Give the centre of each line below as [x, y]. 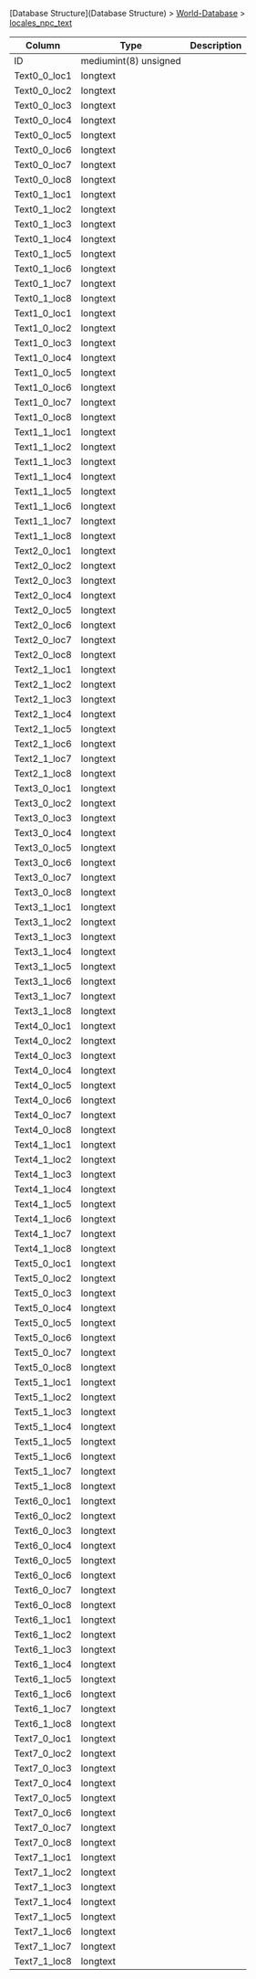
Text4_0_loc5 [43, 1085]
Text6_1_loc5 [43, 1679]
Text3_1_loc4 [43, 952]
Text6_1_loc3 [43, 1650]
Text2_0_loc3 [43, 581]
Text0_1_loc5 [43, 254]
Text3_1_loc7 [43, 996]
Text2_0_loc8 [43, 655]
